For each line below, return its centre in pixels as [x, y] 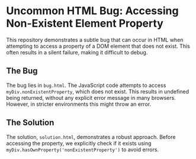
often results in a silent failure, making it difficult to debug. [77, 52]
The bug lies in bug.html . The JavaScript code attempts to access [86, 85]
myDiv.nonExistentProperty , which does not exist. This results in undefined [98, 91]
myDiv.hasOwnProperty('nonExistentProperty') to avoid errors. [82, 150]
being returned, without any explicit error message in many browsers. [91, 98]
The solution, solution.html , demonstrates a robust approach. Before [91, 137]
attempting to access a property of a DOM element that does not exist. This [98, 46]
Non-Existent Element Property [85, 23]
